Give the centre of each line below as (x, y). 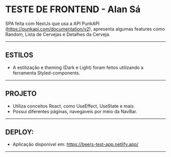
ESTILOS (19, 55)
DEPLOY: (20, 132)
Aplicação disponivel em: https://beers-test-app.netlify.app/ (76, 144)
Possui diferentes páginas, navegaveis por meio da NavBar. (75, 111)
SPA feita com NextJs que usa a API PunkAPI (53, 23)
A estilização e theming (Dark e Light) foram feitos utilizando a (78, 67)
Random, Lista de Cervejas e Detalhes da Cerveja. (58, 34)
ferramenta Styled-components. (46, 73)
